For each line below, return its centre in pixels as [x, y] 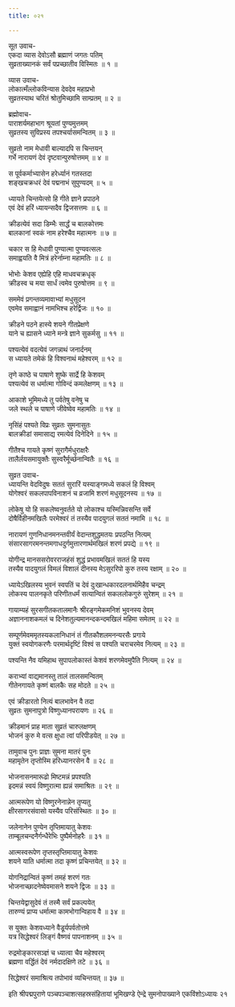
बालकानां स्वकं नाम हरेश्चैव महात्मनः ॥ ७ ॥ [62, 232]
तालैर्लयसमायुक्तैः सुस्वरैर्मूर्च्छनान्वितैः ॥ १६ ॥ [63, 458]
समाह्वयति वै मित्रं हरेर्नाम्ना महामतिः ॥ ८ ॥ [59, 257]
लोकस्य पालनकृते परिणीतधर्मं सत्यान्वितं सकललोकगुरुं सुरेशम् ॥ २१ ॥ [95, 594]
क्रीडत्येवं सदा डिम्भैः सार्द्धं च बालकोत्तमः [56, 224]
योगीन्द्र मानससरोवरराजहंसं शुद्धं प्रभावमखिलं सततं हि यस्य [79, 559]
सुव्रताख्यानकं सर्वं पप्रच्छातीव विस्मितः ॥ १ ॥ [63, 64]
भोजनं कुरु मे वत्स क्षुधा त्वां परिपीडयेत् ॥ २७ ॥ [67, 735]
